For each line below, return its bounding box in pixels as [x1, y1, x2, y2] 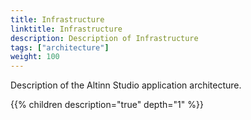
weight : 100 [10, 52, 60, 62]
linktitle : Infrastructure [10, 24, 123, 34]
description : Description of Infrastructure [10, 33, 199, 43]
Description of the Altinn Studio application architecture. [10, 79, 242, 91]
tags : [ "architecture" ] [10, 42, 110, 53]
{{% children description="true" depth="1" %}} [10, 99, 204, 111]
